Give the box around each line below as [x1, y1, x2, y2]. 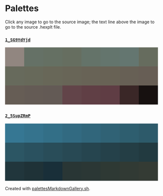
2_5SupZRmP [5, 113, 31, 119]
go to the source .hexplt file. [5, 24, 62, 30]
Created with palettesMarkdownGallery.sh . [5, 185, 91, 191]
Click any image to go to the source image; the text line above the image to [5, 19, 155, 25]
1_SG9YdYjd [5, 37, 31, 43]
